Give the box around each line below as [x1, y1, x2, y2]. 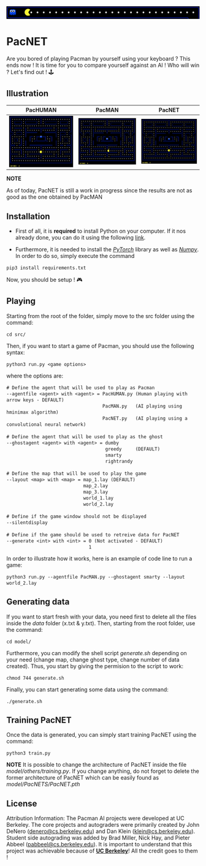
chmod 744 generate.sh [6, 675, 64, 681]
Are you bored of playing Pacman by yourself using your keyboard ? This [6, 55, 191, 62]
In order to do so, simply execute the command [15, 253, 135, 260]
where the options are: [6, 372, 64, 379]
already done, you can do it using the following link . [15, 234, 146, 241]
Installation [6, 211, 50, 221]
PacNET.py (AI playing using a [102, 415, 188, 422]
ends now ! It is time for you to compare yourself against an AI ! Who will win [6, 61, 200, 69]
